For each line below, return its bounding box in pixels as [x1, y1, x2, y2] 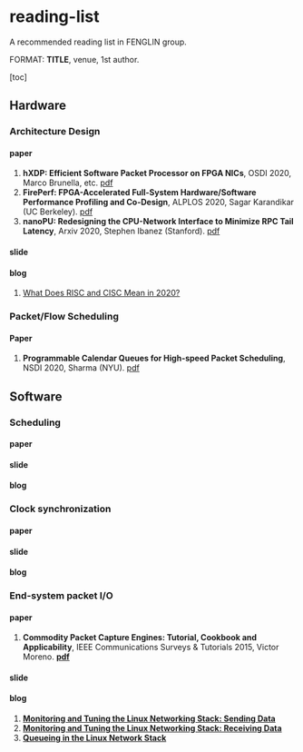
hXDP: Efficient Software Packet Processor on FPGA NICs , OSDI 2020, [22, 168, 292, 179]
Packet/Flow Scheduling [9, 311, 120, 323]
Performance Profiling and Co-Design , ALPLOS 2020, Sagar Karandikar [22, 197, 295, 208]
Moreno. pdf [22, 651, 70, 662]
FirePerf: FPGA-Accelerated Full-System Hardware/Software [22, 187, 257, 198]
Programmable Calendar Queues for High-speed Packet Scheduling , [22, 352, 286, 364]
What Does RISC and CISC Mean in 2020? [22, 288, 181, 299]
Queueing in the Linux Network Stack [22, 733, 167, 744]
